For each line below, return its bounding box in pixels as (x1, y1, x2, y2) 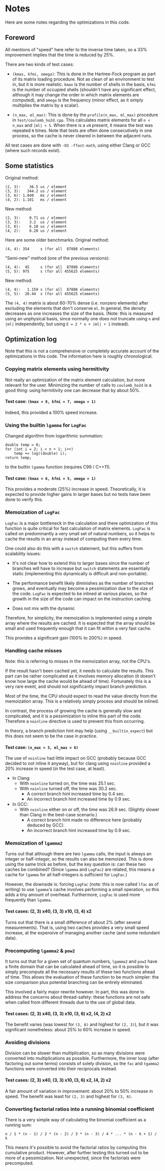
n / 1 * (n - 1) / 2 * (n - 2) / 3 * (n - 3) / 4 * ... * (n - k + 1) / (5, 1131, 157, 1137)
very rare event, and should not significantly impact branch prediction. (5, 683, 147, 689)
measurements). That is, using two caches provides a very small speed (5, 924, 149, 930)
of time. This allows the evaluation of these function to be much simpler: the (5, 974, 159, 980)
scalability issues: (5, 551, 41, 556)
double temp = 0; (5, 442, 41, 448)
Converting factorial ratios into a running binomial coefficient (5, 1106, 154, 1112)
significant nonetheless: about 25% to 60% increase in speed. (5, 1027, 131, 1033)
